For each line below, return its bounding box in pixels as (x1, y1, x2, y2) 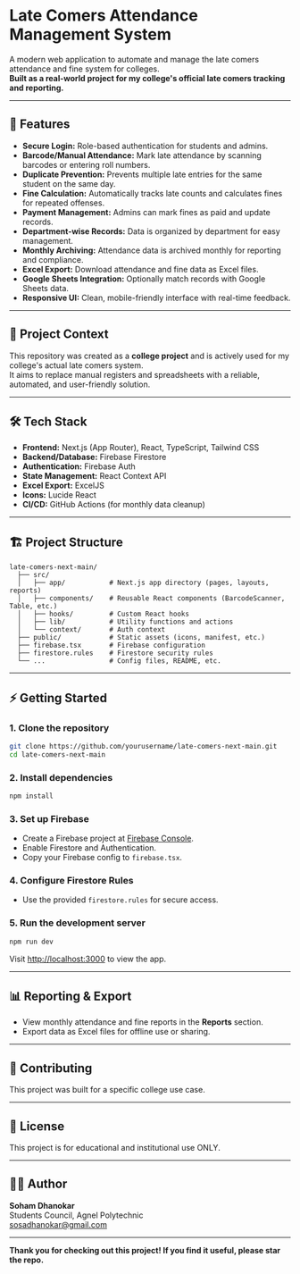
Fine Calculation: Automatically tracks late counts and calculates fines (21, 188, 283, 198)
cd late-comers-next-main (9, 750, 105, 759)
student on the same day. (21, 178, 116, 189)
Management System (9, 24, 172, 45)
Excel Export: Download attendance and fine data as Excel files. (21, 264, 259, 274)
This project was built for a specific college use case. (9, 1085, 205, 1095)
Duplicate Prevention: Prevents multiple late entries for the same (21, 169, 262, 180)
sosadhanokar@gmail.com (9, 1219, 107, 1229)
